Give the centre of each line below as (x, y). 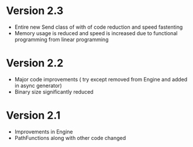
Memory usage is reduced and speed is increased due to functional (96, 33)
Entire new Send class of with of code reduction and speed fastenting (99, 27)
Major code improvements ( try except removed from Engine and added (101, 79)
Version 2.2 (35, 63)
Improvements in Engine (44, 131)
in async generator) (38, 86)
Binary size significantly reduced (54, 91)
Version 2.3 (35, 11)
